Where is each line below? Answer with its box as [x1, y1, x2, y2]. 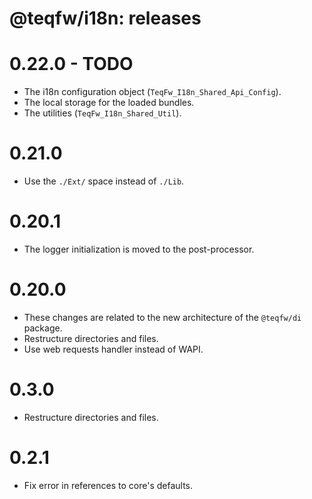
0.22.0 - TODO [9, 53, 134, 76]
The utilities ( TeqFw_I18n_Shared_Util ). [23, 107, 182, 119]
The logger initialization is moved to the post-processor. [23, 243, 255, 255]
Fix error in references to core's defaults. [23, 479, 194, 491]
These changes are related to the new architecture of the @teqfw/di [23, 311, 302, 323]
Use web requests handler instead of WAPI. [23, 343, 204, 355]
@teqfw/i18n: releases [9, 7, 202, 30]
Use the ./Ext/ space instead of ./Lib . [23, 175, 185, 187]
